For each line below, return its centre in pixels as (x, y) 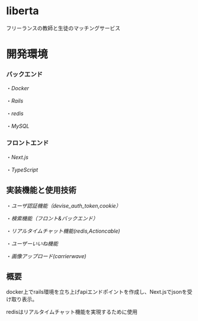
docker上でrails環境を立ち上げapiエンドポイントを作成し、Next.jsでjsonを (97, 292)
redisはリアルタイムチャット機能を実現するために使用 (72, 312)
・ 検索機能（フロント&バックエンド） (52, 218)
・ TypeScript (22, 170)
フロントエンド (28, 143)
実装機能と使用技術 (41, 190)
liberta (23, 11)
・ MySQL (18, 126)
